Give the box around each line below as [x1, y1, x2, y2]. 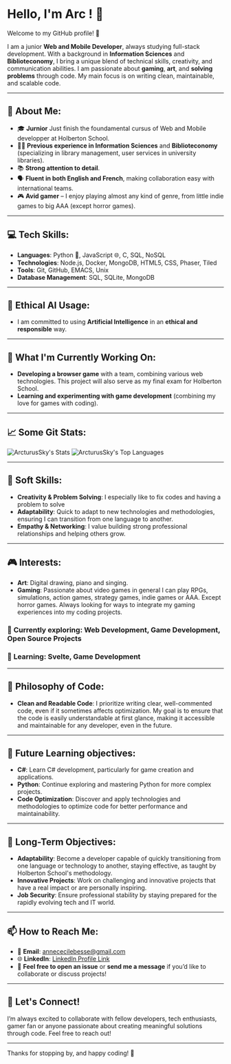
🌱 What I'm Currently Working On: [7, 351, 156, 363]
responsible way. [16, 325, 67, 334]
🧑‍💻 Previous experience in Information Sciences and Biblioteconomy [16, 141, 218, 150]
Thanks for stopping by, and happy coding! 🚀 [7, 1049, 135, 1057]
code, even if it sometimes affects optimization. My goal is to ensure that [16, 706, 223, 715]
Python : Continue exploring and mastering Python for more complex [16, 780, 212, 788]
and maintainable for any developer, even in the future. [16, 721, 173, 729]
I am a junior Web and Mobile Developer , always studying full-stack [7, 42, 201, 50]
